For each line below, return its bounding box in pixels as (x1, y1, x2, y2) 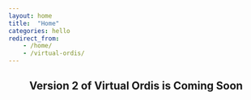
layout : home (8, 11, 53, 20)
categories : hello (8, 27, 70, 35)
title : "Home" (8, 19, 60, 27)
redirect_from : (8, 34, 60, 43)
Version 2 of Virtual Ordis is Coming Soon (29, 79, 243, 93)
